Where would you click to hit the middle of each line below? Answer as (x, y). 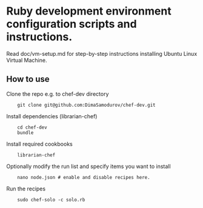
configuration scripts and (72, 24)
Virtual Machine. (27, 60)
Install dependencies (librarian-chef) (52, 116)
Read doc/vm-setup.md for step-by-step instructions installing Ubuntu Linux (102, 53)
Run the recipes (26, 189)
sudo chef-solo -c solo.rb (51, 200)
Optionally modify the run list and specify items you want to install (88, 166)
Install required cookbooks (39, 144)
